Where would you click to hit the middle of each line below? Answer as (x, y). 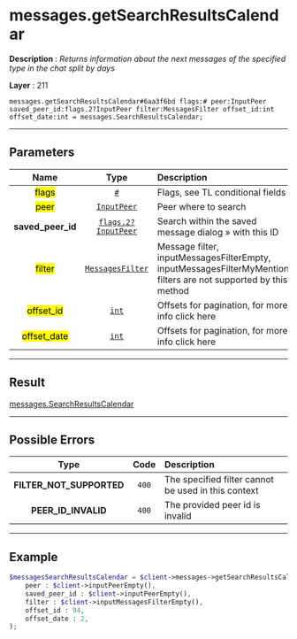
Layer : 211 (29, 85)
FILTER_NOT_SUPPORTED (69, 485)
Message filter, (188, 246)
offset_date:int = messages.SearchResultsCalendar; (106, 117)
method (173, 290)
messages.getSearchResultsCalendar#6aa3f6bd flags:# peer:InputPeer (138, 101)
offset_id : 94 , (55, 610)
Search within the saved (207, 220)
